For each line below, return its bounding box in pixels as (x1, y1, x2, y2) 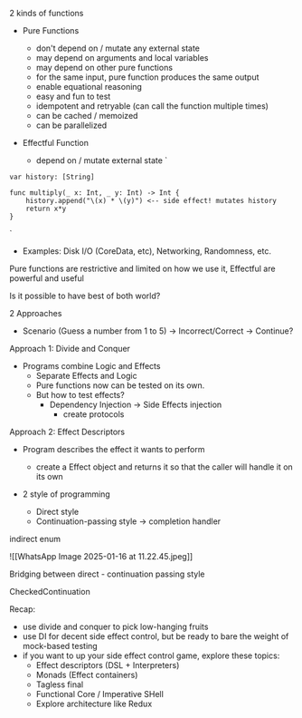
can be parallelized (35, 120, 108, 131)
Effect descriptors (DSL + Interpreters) (35, 660, 180, 670)
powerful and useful (9, 273, 84, 284)
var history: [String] (9, 172, 95, 181)
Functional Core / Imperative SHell (35, 689, 165, 699)
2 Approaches (9, 308, 62, 318)
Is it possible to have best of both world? (9, 290, 161, 301)
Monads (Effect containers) (35, 670, 138, 680)
